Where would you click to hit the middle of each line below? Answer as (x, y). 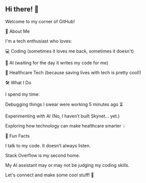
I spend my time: (22, 94)
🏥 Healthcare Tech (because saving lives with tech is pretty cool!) (73, 72)
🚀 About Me (18, 31)
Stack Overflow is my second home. (43, 155)
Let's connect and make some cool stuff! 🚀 (50, 175)
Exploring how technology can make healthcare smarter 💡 (65, 126)
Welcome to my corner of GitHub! (40, 21)
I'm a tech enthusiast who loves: (39, 41)
